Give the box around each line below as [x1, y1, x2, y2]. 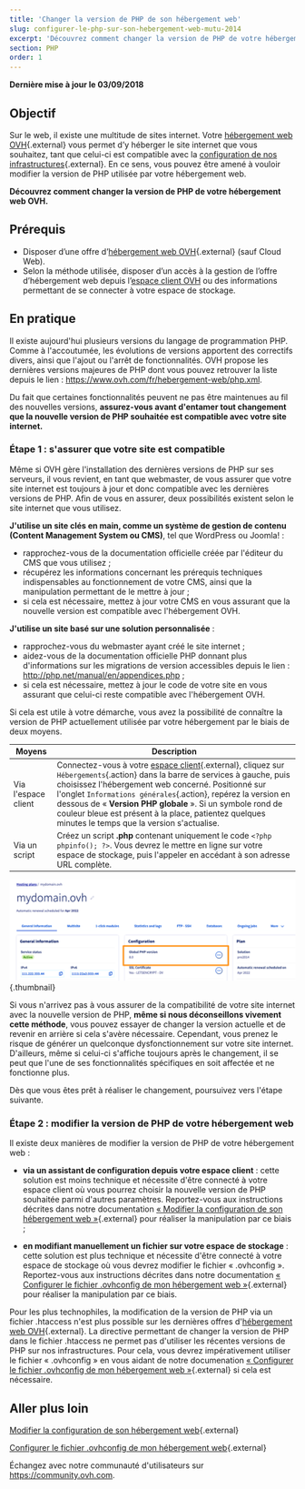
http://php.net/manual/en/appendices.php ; [22, 669, 185, 680]
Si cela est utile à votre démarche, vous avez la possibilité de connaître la [9, 706, 283, 718]
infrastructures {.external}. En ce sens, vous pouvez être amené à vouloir [9, 158, 281, 169]
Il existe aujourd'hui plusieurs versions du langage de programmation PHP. [9, 335, 289, 346]
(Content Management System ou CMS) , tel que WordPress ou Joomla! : [9, 529, 284, 540]
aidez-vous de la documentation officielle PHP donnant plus [22, 650, 248, 661]
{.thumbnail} [9, 982, 56, 993]
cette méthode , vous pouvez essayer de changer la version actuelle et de [9, 1019, 286, 1030]
